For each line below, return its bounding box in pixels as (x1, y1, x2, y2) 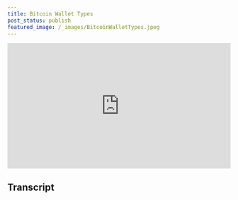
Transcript (7, 181, 55, 193)
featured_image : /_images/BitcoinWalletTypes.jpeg (7, 23, 160, 30)
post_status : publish (7, 17, 72, 24)
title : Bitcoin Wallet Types (7, 10, 93, 18)
